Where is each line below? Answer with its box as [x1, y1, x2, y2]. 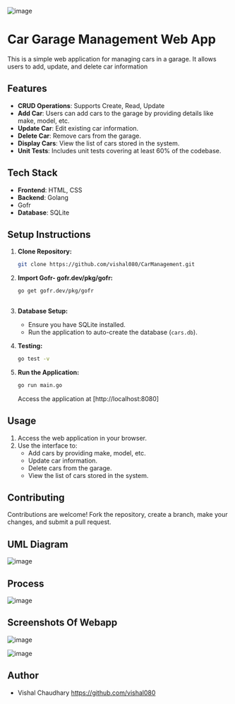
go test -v [17, 355, 50, 362]
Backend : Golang [17, 193, 69, 201]
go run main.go [17, 381, 63, 388]
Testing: [17, 342, 43, 350]
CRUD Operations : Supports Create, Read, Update [17, 101, 165, 109]
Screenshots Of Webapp [7, 616, 118, 628]
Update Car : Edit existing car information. [17, 124, 139, 132]
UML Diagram [7, 538, 68, 550]
